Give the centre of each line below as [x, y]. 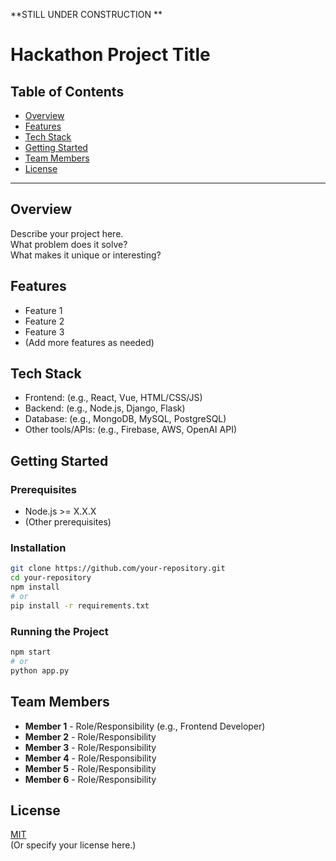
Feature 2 [44, 321]
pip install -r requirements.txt [80, 605]
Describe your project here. [67, 233]
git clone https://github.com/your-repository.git [118, 569]
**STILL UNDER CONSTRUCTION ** [86, 14]
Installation [38, 548]
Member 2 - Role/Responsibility [90, 736]
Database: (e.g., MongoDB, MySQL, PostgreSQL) [125, 419]
